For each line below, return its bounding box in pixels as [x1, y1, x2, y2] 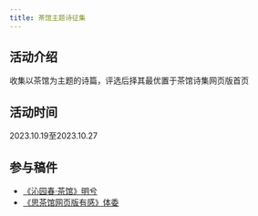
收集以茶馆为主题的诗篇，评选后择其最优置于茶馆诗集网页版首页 [9, 75, 249, 87]
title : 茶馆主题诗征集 [9, 13, 87, 23]
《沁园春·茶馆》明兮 [22, 186, 98, 197]
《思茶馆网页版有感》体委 [22, 197, 119, 208]
